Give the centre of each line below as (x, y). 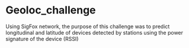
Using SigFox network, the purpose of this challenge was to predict (88, 26)
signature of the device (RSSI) (42, 39)
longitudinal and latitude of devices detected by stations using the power (94, 32)
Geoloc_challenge (51, 10)
